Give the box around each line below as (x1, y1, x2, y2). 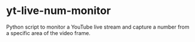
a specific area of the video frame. (6, 29, 91, 36)
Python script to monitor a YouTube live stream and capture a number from (6, 23, 190, 30)
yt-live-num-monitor (6, 4, 111, 17)
